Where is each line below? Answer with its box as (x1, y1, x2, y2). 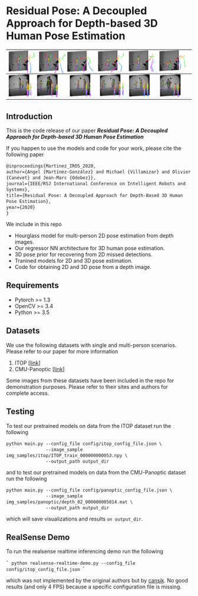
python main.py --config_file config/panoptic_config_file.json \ (6, 487, 173, 493)
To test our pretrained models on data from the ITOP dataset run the (6, 422, 171, 429)
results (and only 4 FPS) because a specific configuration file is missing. (6, 583, 181, 591)
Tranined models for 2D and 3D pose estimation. (14, 257, 133, 264)
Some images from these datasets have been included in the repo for (6, 376, 174, 384)
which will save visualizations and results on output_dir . (6, 515, 143, 522)
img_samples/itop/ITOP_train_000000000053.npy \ (6, 453, 128, 459)
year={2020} (6, 205, 35, 211)
